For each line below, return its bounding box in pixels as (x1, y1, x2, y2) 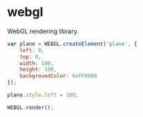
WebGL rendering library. (7, 27, 79, 35)
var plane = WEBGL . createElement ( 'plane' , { (7, 40, 137, 47)
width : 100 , (19, 60, 54, 66)
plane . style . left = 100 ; (7, 91, 79, 99)
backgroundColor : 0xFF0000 (19, 73, 97, 80)
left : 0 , (19, 46, 45, 54)
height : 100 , (19, 66, 57, 73)
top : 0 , (19, 53, 41, 60)
